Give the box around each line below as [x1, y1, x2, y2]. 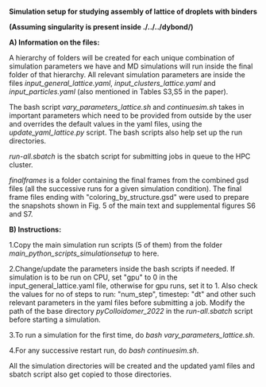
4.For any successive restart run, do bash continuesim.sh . [9, 346, 199, 355]
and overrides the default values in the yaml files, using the [9, 119, 202, 128]
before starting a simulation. [9, 315, 102, 324]
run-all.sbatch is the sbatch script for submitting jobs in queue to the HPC [9, 151, 251, 161]
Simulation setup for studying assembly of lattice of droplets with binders [9, 7, 257, 16]
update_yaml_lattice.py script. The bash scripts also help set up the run [9, 127, 243, 137]
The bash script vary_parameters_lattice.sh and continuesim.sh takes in [9, 103, 245, 111]
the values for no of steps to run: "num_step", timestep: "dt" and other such [9, 290, 256, 299]
